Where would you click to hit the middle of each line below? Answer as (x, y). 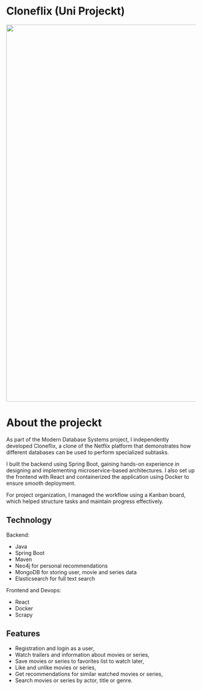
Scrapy (24, 615)
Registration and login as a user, (55, 648)
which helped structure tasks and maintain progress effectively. (85, 501)
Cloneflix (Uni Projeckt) (66, 11)
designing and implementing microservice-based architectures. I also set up (101, 470)
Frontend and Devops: (34, 590)
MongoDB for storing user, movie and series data (76, 572)
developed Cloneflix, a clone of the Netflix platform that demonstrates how (99, 446)
